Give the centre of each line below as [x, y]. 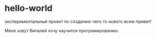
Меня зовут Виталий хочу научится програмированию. [62, 30]
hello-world [29, 8]
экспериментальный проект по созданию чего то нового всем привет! [78, 21]
